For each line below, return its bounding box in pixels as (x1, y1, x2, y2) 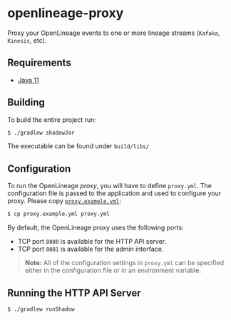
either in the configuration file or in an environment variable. (24, 266, 202, 275)
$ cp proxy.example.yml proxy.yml (7, 210, 111, 218)
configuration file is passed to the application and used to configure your (7, 189, 222, 197)
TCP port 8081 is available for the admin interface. (17, 244, 164, 254)
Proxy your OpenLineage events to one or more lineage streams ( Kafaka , (7, 29, 220, 37)
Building (7, 96, 45, 108)
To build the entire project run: (7, 115, 96, 124)
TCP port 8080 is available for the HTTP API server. (17, 237, 167, 246)
